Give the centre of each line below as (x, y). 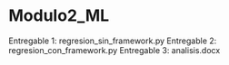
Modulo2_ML (59, 16)
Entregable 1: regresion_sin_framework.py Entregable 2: (113, 41)
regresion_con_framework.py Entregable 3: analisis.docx (114, 50)
